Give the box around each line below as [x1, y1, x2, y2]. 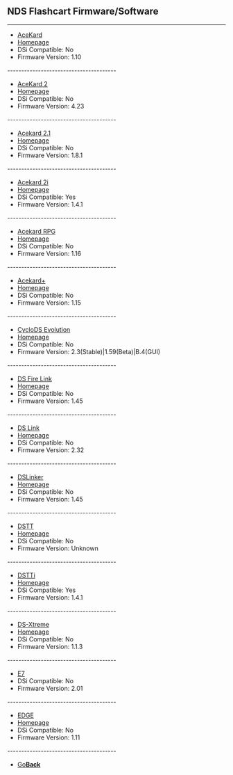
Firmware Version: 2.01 [17, 684, 83, 692]
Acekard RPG [17, 227, 56, 235]
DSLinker [17, 472, 44, 481]
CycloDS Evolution [17, 325, 71, 333]
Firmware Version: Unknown [17, 544, 98, 552]
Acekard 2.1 [17, 129, 51, 137]
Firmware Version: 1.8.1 [17, 151, 83, 159]
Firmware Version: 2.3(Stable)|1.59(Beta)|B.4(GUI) [17, 347, 161, 355]
